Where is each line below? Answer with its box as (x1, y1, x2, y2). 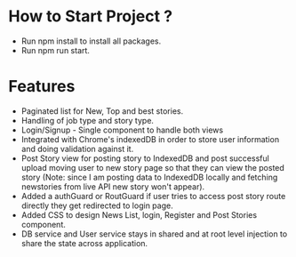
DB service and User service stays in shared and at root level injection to (20, 229, 288, 239)
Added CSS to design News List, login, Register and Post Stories (20, 209, 258, 220)
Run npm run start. (20, 44, 91, 55)
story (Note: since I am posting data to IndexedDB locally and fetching (20, 172, 278, 182)
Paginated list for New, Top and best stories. (20, 105, 184, 116)
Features (8, 76, 76, 97)
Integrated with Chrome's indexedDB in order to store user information (20, 133, 280, 144)
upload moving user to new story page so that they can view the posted (20, 162, 285, 173)
